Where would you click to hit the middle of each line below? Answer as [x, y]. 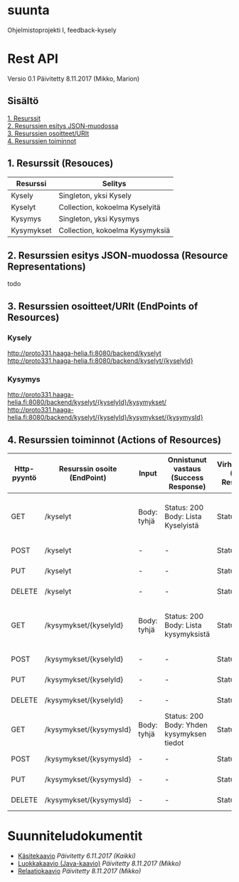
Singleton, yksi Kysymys [99, 218]
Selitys [114, 183]
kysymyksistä [187, 635]
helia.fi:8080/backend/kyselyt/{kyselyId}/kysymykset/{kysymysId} [105, 417]
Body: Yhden [186, 725]
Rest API [33, 59]
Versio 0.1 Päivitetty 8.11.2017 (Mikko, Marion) [74, 78]
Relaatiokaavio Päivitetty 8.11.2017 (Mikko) [79, 871]
